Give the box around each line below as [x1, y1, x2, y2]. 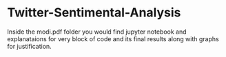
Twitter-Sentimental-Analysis [7, 5, 181, 21]
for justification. [7, 42, 52, 50]
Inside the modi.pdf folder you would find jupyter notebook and [7, 27, 187, 36]
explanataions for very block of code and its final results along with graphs [7, 34, 219, 43]
